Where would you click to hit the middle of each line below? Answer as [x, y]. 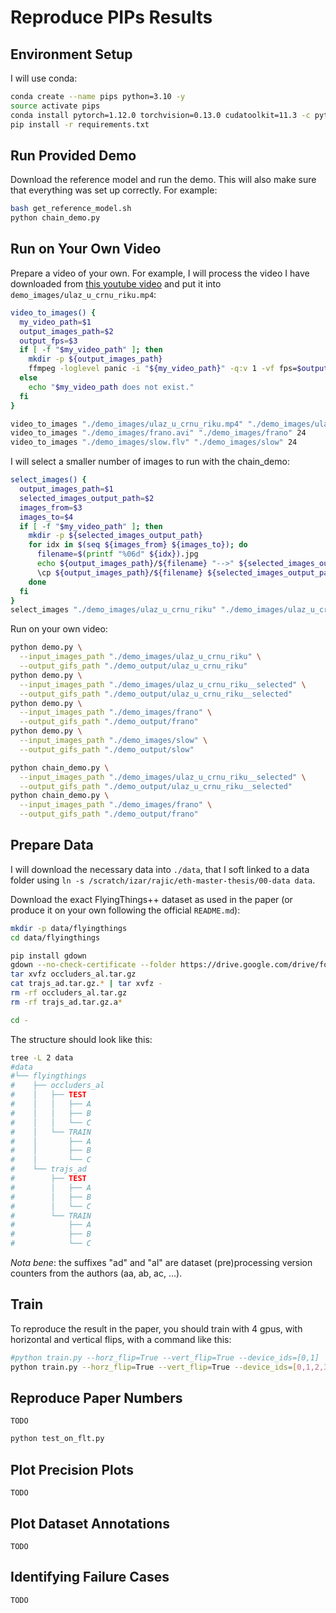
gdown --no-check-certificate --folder [93, 965]
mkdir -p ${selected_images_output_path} [115, 536]
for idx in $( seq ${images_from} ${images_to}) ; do [138, 545]
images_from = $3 [51, 507]
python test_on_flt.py [57, 1439]
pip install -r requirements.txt [80, 124]
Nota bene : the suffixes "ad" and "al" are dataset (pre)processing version [161, 1263]
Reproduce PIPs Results [111, 17]
